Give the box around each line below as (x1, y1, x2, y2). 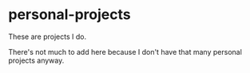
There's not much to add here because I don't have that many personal (8, 47, 242, 56)
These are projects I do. (8, 32, 86, 41)
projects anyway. (8, 56, 65, 65)
